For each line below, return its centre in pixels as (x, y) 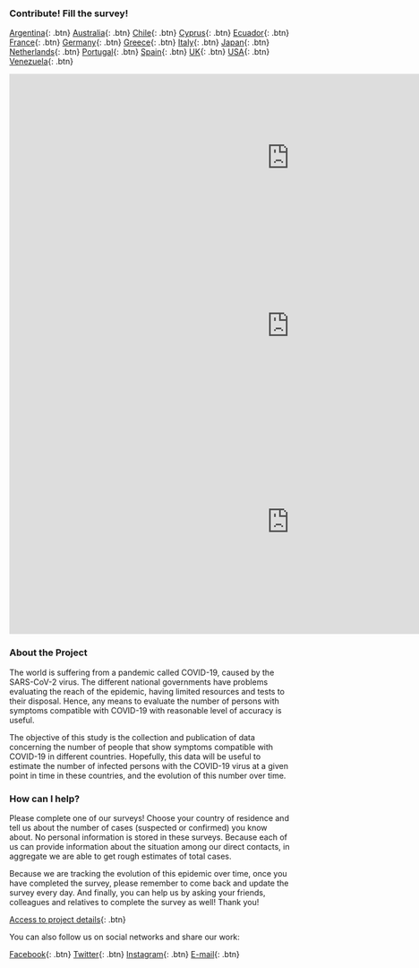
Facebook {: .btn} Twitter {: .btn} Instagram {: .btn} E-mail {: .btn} (124, 954)
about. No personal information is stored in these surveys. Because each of (149, 837)
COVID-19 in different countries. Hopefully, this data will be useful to (135, 756)
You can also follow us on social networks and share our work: (124, 937)
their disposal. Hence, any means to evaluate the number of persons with (144, 701)
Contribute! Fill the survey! (69, 13)
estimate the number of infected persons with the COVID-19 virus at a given (149, 765)
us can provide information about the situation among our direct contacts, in (150, 846)
